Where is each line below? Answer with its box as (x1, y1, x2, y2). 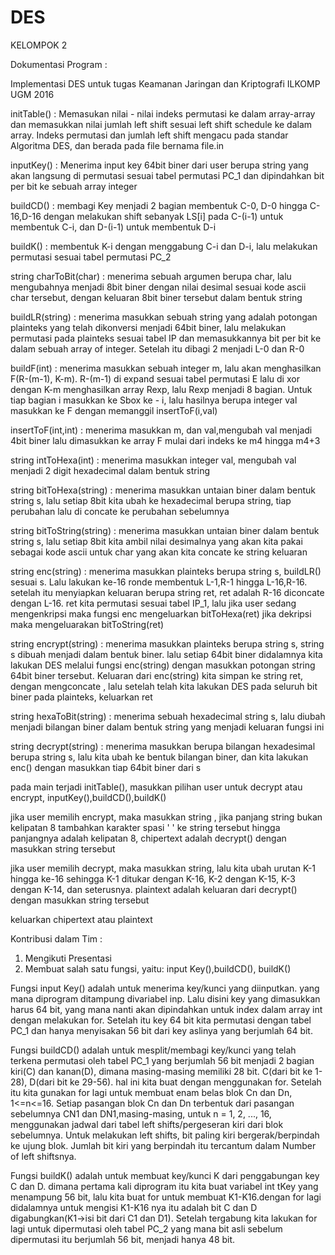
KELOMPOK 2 (10, 39, 68, 51)
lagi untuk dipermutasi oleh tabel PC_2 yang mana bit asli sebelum (10, 1222, 283, 1235)
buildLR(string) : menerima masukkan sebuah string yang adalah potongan (10, 311, 318, 323)
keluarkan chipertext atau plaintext (10, 913, 153, 925)
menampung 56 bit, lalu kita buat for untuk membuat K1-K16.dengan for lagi (10, 1191, 322, 1203)
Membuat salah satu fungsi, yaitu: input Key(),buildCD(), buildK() (24, 962, 292, 975)
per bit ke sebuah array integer (10, 180, 138, 192)
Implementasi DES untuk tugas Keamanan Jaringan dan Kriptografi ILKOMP (10, 77, 321, 90)
